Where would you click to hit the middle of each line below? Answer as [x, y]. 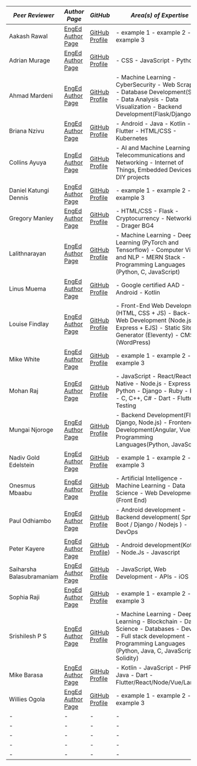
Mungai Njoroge [31, 430]
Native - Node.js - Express [153, 383]
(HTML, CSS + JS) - [144, 313]
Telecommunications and [150, 155]
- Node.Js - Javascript [148, 552]
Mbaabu [21, 493]
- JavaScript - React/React [154, 376]
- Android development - [151, 510]
